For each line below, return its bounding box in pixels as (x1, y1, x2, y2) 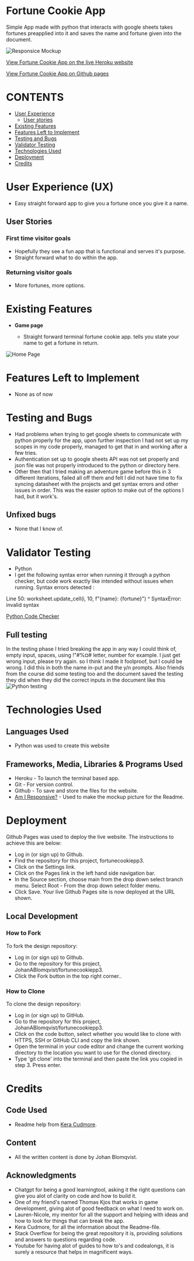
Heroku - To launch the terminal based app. (14, 774, 120, 781)
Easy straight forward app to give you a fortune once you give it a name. (14, 199, 189, 206)
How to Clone (6, 987, 46, 995)
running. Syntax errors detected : (14, 584, 95, 591)
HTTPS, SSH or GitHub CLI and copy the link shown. (14, 1036, 141, 1044)
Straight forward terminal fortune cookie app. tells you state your (23, 333, 179, 340)
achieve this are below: (6, 839, 62, 847)
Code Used (6, 1105, 48, 1115)
